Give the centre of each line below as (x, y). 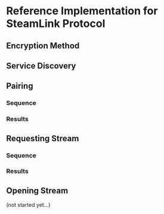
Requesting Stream (43, 138)
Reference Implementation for (82, 11)
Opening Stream (37, 190)
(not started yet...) (28, 205)
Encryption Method (43, 46)
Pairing (20, 86)
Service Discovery (41, 66)
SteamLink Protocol (56, 24)
